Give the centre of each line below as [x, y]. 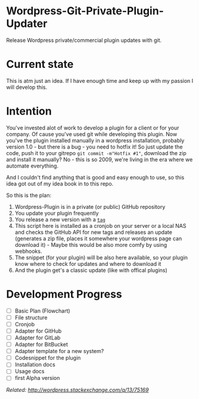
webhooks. [28, 251]
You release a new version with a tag [60, 219]
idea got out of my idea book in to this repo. [60, 184]
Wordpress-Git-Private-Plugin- [85, 11]
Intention [29, 111]
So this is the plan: [29, 195]
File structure [31, 317]
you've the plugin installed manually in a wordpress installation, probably [95, 140]
